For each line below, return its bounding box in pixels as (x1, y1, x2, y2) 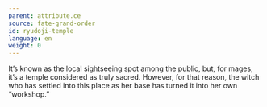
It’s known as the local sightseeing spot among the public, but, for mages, (8, 64, 253, 73)
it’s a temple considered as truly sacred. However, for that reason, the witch (8, 72, 260, 82)
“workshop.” (8, 89, 50, 99)
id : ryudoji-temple (8, 27, 74, 35)
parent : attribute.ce (8, 11, 81, 20)
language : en (8, 34, 52, 43)
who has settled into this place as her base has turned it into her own (8, 81, 238, 91)
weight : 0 (8, 42, 42, 50)
